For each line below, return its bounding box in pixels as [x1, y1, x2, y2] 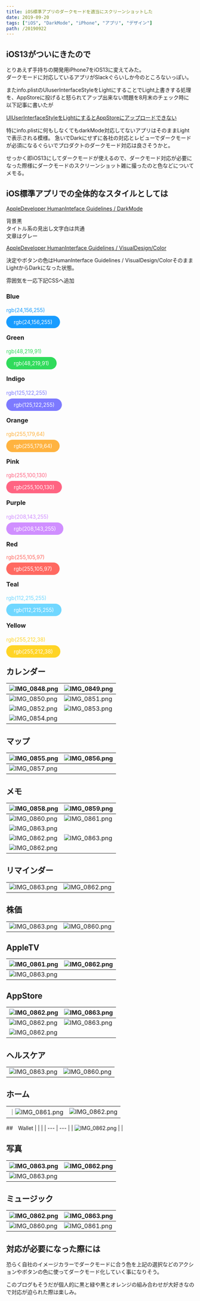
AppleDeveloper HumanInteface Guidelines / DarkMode [6, 205, 143, 212]
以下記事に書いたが [6, 101, 54, 108]
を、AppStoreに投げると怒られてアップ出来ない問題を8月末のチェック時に [6, 94, 190, 101]
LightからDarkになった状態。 [6, 264, 78, 271]
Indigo [6, 375, 25, 383]
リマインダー [6, 866, 54, 876]
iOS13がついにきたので [6, 49, 91, 59]
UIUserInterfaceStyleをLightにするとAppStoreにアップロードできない [6, 114, 177, 122]
